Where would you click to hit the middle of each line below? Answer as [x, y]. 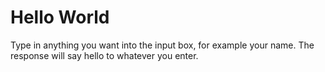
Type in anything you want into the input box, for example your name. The [162, 45]
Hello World [60, 17]
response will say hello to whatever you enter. [104, 55]
